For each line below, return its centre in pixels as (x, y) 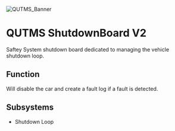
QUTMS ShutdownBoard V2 (76, 33)
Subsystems (30, 108)
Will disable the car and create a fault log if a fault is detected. (82, 88)
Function (23, 74)
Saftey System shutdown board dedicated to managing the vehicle (88, 49)
